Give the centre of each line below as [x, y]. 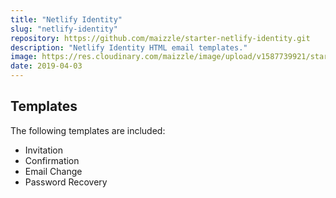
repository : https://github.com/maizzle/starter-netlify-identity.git [160, 38]
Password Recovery [66, 182]
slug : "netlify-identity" [64, 29]
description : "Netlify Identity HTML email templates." [129, 47]
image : [24, 57]
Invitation [44, 150]
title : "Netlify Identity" [66, 19]
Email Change [53, 171]
